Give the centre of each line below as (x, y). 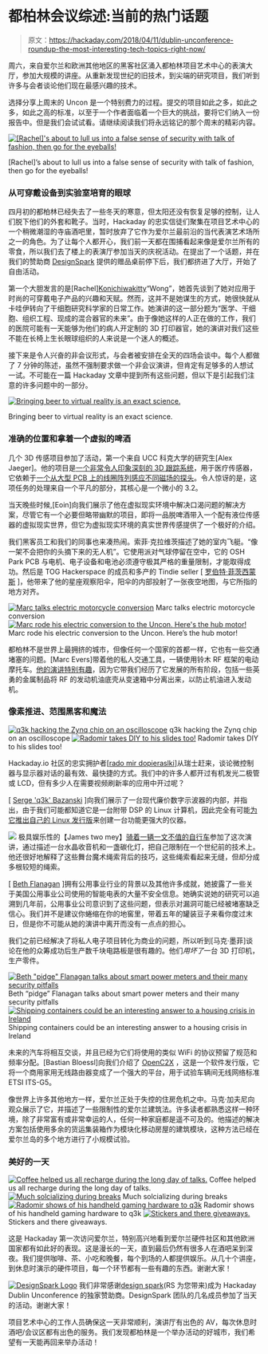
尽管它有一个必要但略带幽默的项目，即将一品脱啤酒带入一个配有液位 (134, 515)
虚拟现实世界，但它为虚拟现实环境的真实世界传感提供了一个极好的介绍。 (141, 524)
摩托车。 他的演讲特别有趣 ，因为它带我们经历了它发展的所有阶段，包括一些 (130, 669)
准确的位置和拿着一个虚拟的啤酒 (70, 439)
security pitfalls (33, 1001)
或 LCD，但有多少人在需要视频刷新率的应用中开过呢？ (97, 783)
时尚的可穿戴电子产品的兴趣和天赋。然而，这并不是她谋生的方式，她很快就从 (134, 298)
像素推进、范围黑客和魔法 (57, 712)
